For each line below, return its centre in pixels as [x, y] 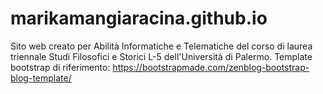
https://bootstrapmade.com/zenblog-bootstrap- [211, 67]
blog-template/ [41, 78]
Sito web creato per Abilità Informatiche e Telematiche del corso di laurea [161, 46]
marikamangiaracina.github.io [139, 18]
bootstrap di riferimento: [60, 67]
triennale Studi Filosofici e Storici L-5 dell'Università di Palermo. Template [161, 56]
